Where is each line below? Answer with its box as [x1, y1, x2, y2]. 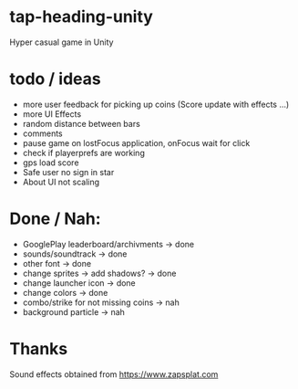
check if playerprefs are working [22, 147, 146, 158]
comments [22, 128, 63, 139]
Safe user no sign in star [22, 166, 115, 177]
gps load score [22, 157, 79, 168]
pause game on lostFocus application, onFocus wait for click [22, 137, 251, 148]
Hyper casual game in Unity [9, 37, 114, 47]
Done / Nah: [9, 208, 102, 229]
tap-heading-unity [9, 6, 153, 27]
